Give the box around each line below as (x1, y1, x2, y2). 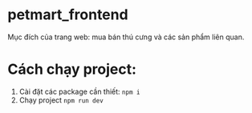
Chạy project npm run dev (18, 95, 104, 105)
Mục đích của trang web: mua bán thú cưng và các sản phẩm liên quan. (7, 32, 245, 42)
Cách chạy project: (7, 60, 137, 79)
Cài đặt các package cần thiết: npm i (18, 87, 140, 96)
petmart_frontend (7, 6, 129, 24)
